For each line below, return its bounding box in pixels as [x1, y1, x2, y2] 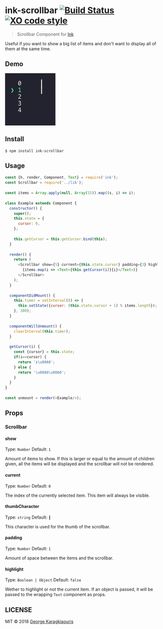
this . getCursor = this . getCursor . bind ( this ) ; [14, 236, 108, 242]
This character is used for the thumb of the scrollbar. [5, 524, 111, 529]
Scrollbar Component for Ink [16, 31, 74, 37]
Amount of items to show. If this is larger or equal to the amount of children [5, 456, 155, 462]
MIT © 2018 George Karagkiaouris [5, 619, 74, 625]
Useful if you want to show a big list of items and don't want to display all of [5, 40, 157, 46]
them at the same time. [5, 46, 51, 52]
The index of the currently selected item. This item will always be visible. [5, 492, 150, 498]
